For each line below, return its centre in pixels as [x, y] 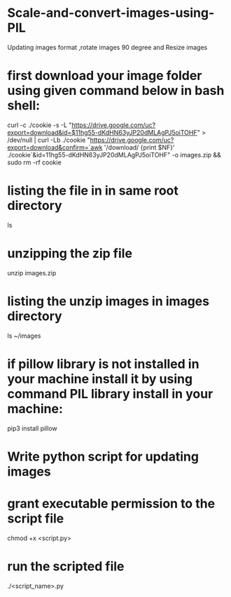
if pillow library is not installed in [103, 364]
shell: [24, 106]
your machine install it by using [100, 379]
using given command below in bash [116, 91]
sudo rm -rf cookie [34, 162]
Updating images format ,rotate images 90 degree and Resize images [107, 47]
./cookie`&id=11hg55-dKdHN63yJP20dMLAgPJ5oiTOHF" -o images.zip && [114, 155]
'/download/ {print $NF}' [139, 147]
